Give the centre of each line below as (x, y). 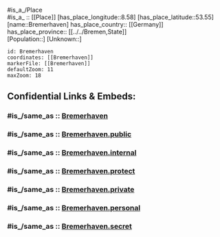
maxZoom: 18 (24, 75)
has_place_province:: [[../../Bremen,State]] (67, 32)
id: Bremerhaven (30, 51)
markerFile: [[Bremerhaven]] (49, 64)
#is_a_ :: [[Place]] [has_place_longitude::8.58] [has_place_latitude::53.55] (111, 17)
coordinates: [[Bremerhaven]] (51, 58)
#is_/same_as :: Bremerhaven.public (69, 134)
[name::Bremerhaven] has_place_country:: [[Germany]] (85, 24)
